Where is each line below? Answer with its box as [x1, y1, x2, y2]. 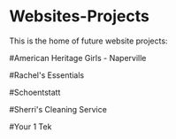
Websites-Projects [9, 6, 150, 27]
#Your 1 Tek [9, 121, 52, 132]
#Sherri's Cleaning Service [9, 104, 108, 114]
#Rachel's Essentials [9, 69, 85, 81]
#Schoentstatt [9, 87, 61, 97]
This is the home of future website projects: [9, 35, 168, 46]
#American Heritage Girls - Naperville [9, 52, 147, 63]
